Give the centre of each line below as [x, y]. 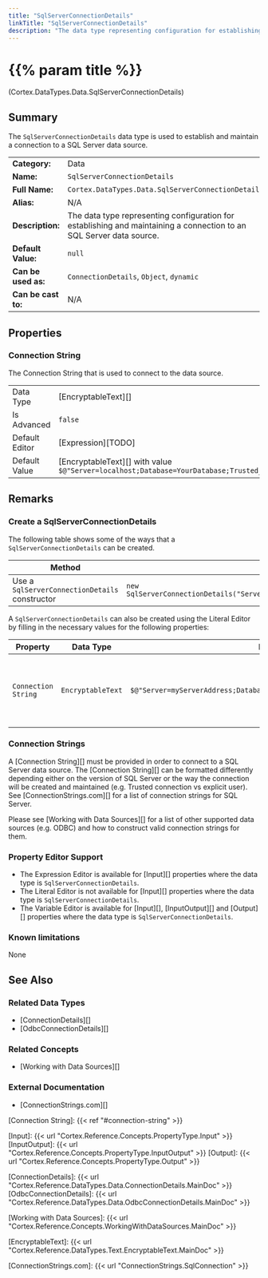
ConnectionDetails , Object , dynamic [133, 276]
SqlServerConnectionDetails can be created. [82, 547]
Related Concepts [44, 1049]
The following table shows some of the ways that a [92, 539]
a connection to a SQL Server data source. [78, 145]
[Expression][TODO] [97, 443]
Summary [33, 117]
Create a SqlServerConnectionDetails [83, 522]
